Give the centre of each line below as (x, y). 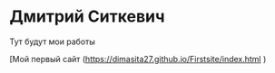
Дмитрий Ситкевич (87, 17)
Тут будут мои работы (52, 41)
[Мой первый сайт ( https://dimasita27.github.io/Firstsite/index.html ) (138, 59)
